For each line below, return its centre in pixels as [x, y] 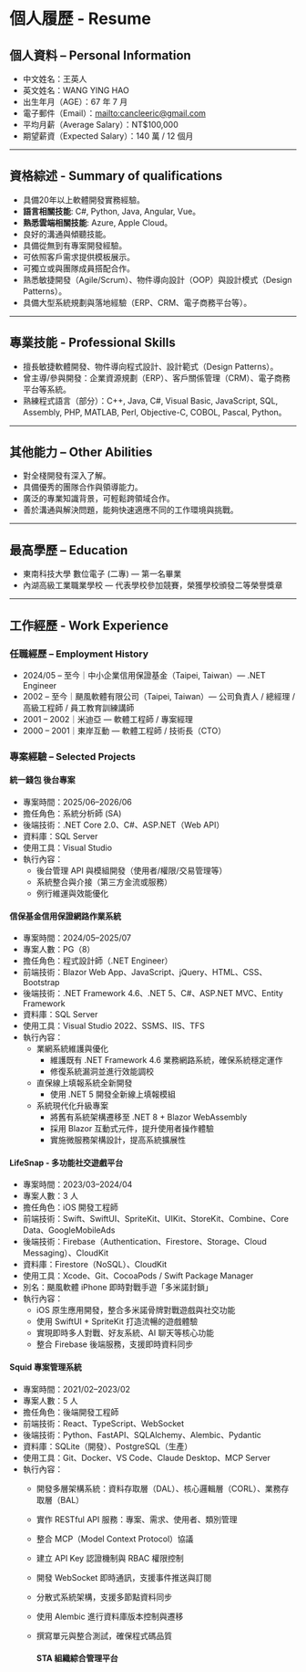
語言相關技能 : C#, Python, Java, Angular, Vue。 [112, 211]
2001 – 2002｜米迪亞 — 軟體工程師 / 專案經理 [108, 719]
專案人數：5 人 [51, 1400]
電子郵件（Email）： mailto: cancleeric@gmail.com [114, 113]
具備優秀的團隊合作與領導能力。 [82, 487]
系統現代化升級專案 [72, 1106]
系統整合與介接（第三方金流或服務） [104, 882]
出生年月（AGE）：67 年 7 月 [75, 102]
